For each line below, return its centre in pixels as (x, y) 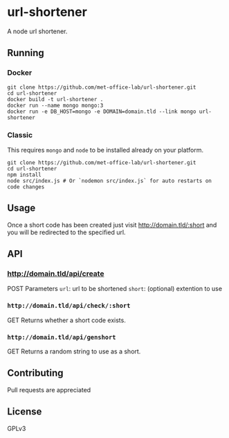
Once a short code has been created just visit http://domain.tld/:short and (112, 225)
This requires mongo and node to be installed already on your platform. (106, 150)
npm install (24, 175)
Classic (20, 134)
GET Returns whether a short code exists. (66, 320)
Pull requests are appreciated (49, 389)
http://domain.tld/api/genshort (62, 337)
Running (26, 53)
